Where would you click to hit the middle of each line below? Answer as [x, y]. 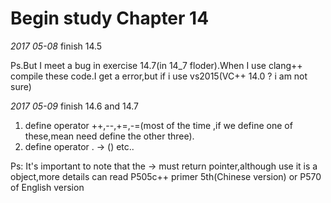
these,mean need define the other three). [109, 136]
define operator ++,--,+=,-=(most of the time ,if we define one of [158, 125]
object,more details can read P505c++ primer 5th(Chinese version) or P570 [166, 176]
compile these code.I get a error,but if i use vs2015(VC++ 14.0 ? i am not [159, 76]
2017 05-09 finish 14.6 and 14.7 [75, 106]
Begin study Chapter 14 [110, 18]
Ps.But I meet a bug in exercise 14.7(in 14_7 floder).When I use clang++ [156, 65]
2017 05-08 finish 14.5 [56, 46]
